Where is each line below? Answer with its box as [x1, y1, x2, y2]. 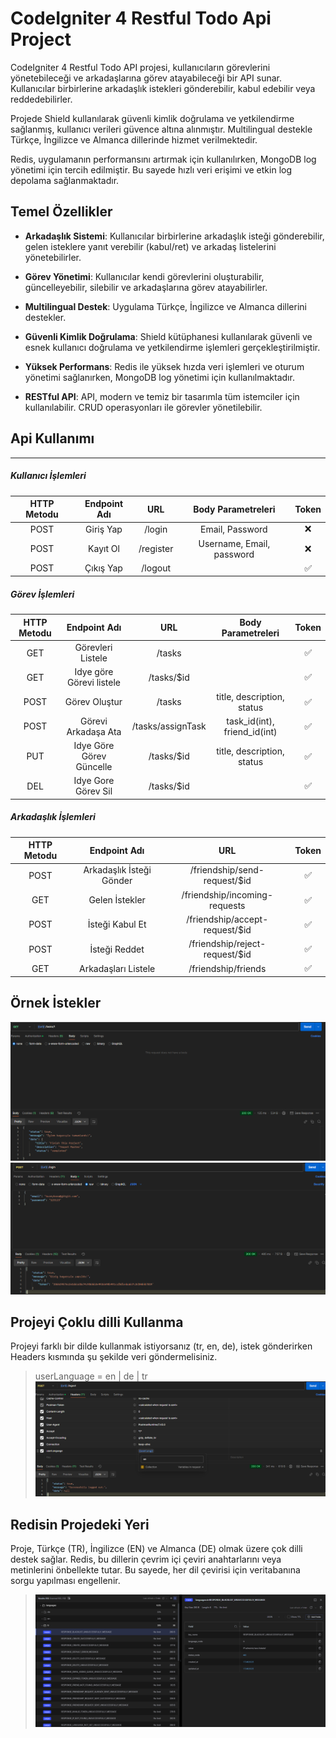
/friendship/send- [189, 864, 265, 876]
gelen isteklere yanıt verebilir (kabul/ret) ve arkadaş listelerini [24, 240, 277, 252]
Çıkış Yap [84, 562, 123, 574]
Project [10, 28, 72, 51]
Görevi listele [66, 677, 122, 689]
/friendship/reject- [188, 938, 267, 950]
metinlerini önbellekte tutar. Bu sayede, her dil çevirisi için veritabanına [10, 1564, 301, 1576]
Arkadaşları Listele [79, 962, 156, 974]
